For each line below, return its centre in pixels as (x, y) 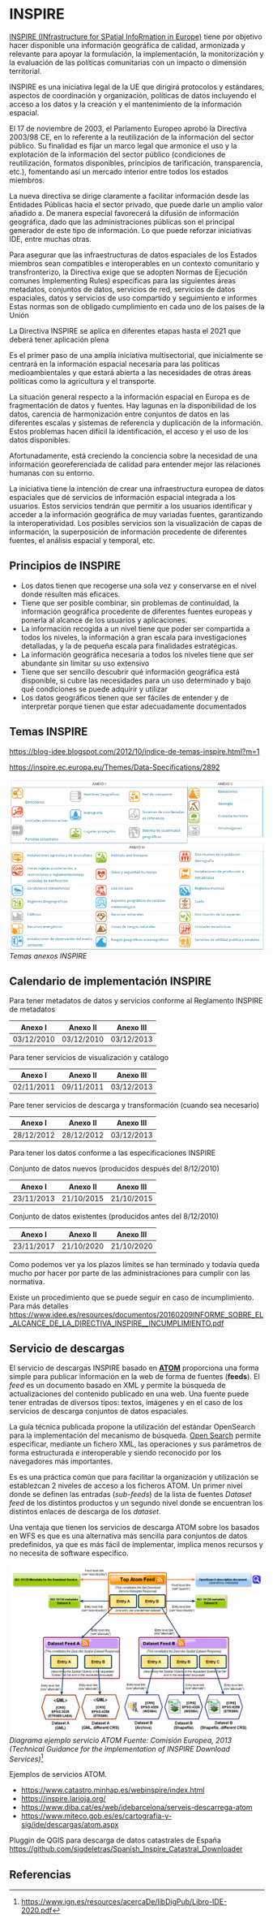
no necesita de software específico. (69, 1553)
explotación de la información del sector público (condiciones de (117, 154)
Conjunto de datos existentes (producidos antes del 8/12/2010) (114, 1216)
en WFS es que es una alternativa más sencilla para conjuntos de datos (128, 1536)
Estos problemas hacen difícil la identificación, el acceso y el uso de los (129, 431)
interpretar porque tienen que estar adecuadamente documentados (134, 706)
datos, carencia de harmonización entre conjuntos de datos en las (119, 414)
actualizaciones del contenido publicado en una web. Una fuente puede (129, 1394)
